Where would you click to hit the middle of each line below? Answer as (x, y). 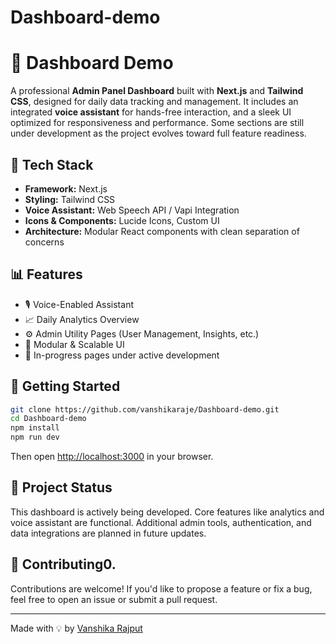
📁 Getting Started (65, 386)
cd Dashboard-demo (48, 419)
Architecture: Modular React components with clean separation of (162, 231)
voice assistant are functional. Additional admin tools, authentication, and (161, 522)
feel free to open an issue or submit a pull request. (114, 599)
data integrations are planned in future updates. (108, 533)
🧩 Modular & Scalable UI (74, 344)
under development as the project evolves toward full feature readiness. (158, 133)
